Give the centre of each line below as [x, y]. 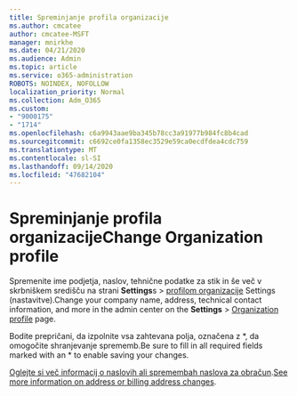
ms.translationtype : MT [53, 150]
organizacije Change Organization [136, 238]
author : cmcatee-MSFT [49, 34]
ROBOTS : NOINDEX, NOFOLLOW [59, 84]
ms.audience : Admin [45, 59]
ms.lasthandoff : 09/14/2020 [61, 166]
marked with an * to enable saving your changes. [99, 355]
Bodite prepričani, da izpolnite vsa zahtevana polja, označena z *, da [134, 336]
